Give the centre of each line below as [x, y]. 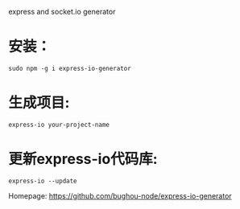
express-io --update [43, 181]
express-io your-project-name [59, 125]
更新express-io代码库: [83, 159]
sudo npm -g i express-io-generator [70, 68]
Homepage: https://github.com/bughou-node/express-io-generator [120, 195]
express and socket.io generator [62, 12]
